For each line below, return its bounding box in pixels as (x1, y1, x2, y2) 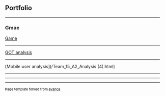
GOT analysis (5, 49, 32, 55)
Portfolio (5, 4, 32, 12)
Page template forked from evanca (5, 87, 60, 92)
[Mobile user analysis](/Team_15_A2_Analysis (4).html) (5, 64, 115, 70)
